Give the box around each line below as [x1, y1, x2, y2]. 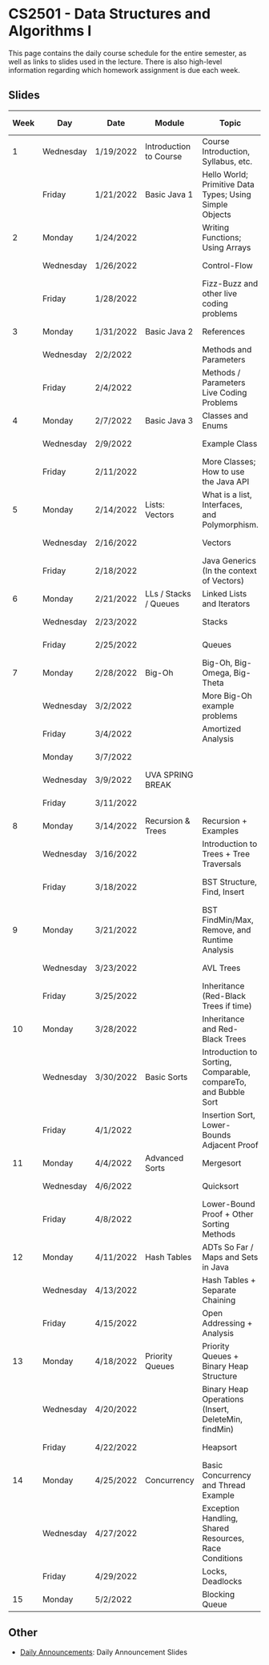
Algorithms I [8, 22, 92, 40]
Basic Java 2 [145, 326, 194, 337]
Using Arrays [202, 242, 251, 253]
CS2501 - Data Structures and [8, 5, 211, 23]
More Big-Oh [202, 690, 252, 701]
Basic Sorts [145, 1071, 188, 1082]
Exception [202, 1503, 240, 1514]
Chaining [202, 1294, 236, 1306]
